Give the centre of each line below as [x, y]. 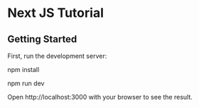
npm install [23, 70]
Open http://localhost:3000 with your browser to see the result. [100, 97]
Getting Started [42, 39]
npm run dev [26, 83]
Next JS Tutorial [56, 13]
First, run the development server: [57, 56]
